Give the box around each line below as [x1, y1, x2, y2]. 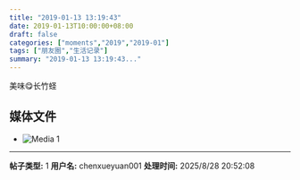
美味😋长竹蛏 [9, 81, 57, 90]
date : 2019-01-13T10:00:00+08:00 [9, 21, 134, 30]
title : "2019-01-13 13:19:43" [9, 13, 122, 22]
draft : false [9, 30, 58, 39]
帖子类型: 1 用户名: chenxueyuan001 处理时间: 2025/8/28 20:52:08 [9, 160, 255, 171]
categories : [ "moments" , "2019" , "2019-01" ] [9, 38, 170, 47]
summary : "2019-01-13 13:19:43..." [9, 55, 142, 64]
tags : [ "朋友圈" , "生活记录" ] [9, 47, 109, 56]
